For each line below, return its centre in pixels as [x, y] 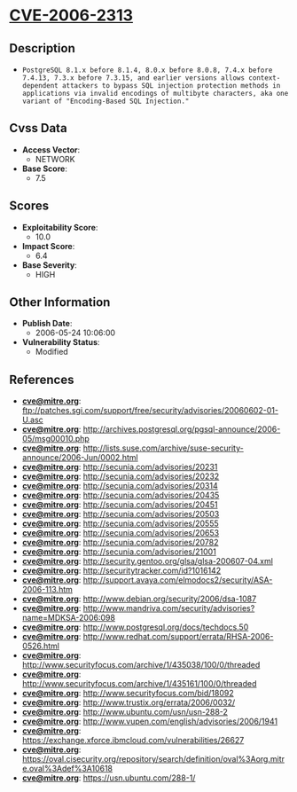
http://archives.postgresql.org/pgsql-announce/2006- [182, 429]
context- [264, 78]
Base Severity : [49, 265]
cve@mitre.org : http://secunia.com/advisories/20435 [121, 495]
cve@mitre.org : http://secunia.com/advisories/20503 [121, 514]
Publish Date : [47, 324]
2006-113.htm [47, 590]
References [42, 379]
